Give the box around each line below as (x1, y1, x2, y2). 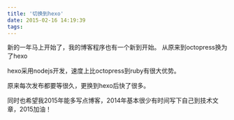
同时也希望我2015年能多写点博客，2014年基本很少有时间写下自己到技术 (7, 96, 213, 105)
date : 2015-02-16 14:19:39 (7, 17, 86, 24)
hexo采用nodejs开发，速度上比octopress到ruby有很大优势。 (7, 67, 180, 75)
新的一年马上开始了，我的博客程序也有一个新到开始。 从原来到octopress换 (7, 43, 221, 52)
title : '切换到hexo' (7, 10, 64, 17)
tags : (7, 23, 23, 30)
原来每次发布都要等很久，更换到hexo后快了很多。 (7, 82, 150, 90)
